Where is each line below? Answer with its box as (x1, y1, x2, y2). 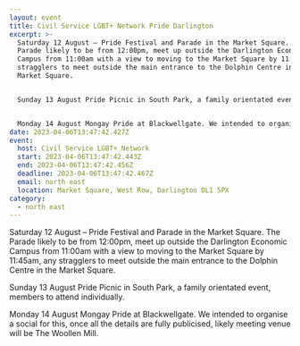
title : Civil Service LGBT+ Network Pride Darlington (9, 21, 214, 30)
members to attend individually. (9, 291, 125, 302)
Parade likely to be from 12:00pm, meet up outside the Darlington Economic (9, 236, 287, 247)
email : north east (17, 177, 87, 186)
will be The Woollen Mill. (9, 328, 99, 339)
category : (9, 194, 46, 203)
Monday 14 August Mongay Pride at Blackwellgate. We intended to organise (9, 309, 288, 320)
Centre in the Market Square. (9, 265, 116, 275)
